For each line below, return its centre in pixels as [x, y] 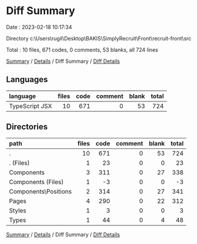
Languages [27, 79]
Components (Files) [36, 182]
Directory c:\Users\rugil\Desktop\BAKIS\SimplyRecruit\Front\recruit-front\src [99, 38]
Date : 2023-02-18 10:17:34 [39, 27]
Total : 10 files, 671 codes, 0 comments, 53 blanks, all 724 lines [82, 50]
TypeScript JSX [31, 106]
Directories [27, 127]
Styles [18, 211]
